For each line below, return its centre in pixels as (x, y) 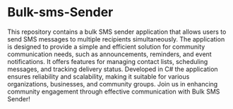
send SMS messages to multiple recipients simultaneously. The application (116, 39)
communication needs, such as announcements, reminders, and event (109, 54)
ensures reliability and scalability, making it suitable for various (98, 76)
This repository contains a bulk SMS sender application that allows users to (117, 32)
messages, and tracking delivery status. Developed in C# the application (113, 69)
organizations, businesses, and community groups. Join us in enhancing (113, 84)
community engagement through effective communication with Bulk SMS (114, 91)
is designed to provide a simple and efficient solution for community (106, 46)
